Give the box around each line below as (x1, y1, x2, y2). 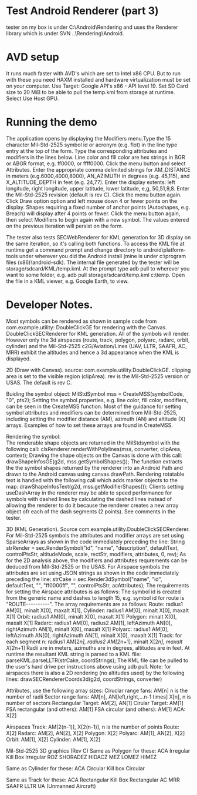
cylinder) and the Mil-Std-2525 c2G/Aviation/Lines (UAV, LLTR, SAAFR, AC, (6, 342, 188, 349)
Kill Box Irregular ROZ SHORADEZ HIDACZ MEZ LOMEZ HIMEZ (6, 753, 157, 760)
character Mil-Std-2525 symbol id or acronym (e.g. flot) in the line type (6, 141, 178, 148)
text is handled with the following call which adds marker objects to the (6, 476, 178, 483)
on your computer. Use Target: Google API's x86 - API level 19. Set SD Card (6, 82, 189, 89)
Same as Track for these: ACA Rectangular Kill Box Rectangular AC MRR (6, 776, 180, 783)
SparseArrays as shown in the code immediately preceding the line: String (6, 538, 185, 545)
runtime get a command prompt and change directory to (6, 246, 142, 253)
